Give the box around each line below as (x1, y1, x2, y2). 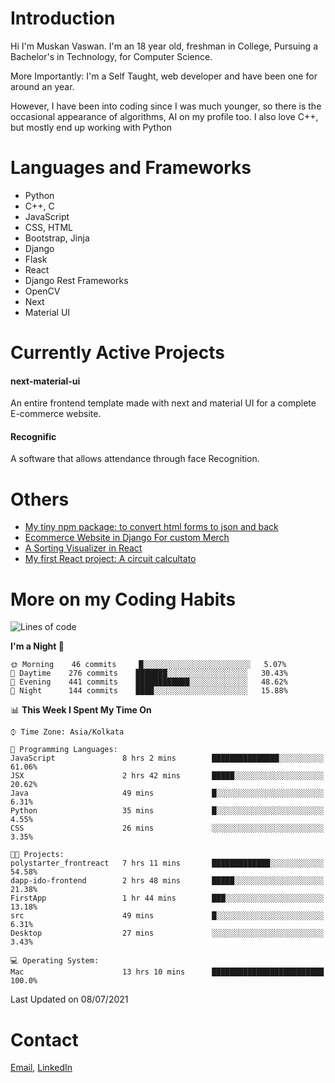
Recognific (10, 430, 57, 442)
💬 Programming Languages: (10, 745, 118, 755)
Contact (10, 1028, 79, 1051)
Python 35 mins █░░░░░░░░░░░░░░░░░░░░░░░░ (10, 806, 325, 816)
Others (10, 488, 70, 511)
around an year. (10, 80, 75, 92)
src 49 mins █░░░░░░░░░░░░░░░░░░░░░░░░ (10, 911, 325, 921)
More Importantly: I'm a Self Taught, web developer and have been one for (10, 70, 318, 82)
